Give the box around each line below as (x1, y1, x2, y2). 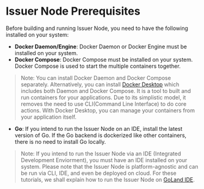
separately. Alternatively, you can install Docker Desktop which (20, 81, 180, 88)
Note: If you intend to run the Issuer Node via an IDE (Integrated (20, 150, 181, 157)
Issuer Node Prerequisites (5, 4, 141, 18)
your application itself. (20, 113, 77, 120)
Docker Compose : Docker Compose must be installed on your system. (14, 56, 193, 63)
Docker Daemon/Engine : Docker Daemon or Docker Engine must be (14, 43, 188, 50)
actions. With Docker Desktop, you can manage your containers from (20, 106, 195, 114)
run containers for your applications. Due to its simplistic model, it (20, 94, 186, 101)
